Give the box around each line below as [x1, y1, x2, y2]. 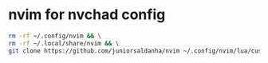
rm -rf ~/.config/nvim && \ [8, 32, 102, 40]
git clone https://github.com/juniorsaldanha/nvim [8, 46, 180, 55]
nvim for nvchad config [8, 6, 166, 24]
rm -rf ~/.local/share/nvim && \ [8, 39, 120, 47]
